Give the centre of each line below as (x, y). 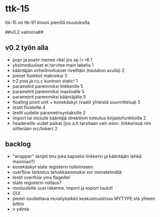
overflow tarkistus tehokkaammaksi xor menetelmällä (67, 172)
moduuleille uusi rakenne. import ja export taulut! (63, 188)
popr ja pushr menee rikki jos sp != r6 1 (52, 60)
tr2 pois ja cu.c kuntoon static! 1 (45, 81)
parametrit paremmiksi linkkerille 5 (48, 86)
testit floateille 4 (29, 107)
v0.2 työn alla (27, 48)
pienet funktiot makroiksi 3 (40, 76)
